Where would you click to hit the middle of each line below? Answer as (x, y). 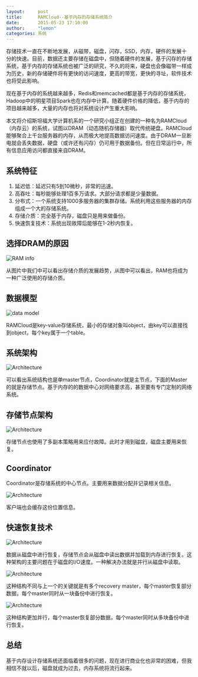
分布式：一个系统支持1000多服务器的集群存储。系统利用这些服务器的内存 (103, 201)
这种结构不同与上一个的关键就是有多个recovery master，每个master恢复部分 (99, 586)
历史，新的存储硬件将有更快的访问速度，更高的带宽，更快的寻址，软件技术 (101, 73)
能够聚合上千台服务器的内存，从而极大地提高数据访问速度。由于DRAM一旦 (96, 136)
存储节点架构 (29, 415)
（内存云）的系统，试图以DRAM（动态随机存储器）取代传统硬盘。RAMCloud (99, 128)
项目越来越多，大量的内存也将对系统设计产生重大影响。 (73, 108)
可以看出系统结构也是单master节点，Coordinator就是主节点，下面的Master (97, 380)
